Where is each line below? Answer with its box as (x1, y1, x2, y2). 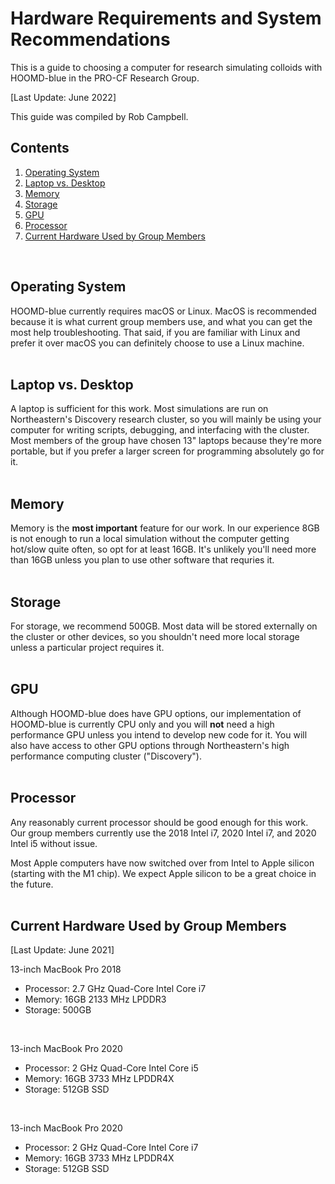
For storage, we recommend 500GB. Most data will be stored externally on (10, 620, 318, 632)
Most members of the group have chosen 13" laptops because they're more (10, 435, 322, 447)
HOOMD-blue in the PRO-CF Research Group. (10, 72, 200, 84)
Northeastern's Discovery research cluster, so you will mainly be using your (10, 413, 322, 426)
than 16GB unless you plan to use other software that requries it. (10, 554, 275, 566)
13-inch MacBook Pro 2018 (10, 963, 122, 976)
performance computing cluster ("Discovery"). (10, 750, 202, 762)
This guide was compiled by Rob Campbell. (10, 110, 189, 122)
